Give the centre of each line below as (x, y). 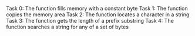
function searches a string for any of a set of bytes (68, 27)
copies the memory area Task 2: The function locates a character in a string (98, 15)
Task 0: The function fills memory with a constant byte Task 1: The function (97, 8)
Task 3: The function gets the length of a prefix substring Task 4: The (90, 21)
